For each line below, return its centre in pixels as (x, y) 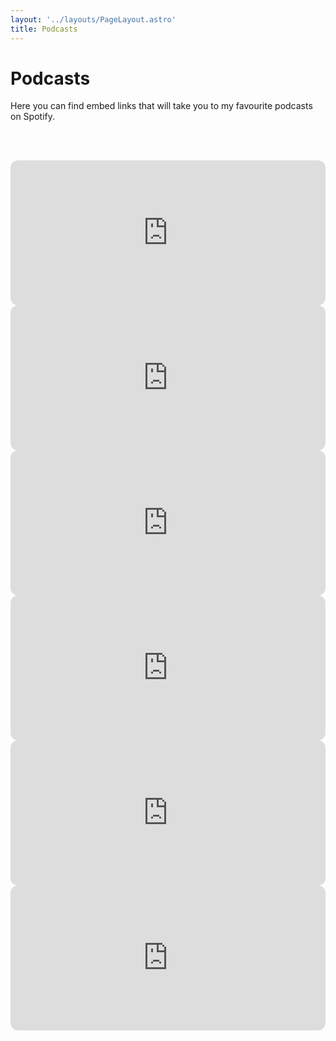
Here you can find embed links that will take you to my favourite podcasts (161, 106)
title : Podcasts (44, 29)
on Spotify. (32, 117)
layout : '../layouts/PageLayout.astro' (93, 19)
